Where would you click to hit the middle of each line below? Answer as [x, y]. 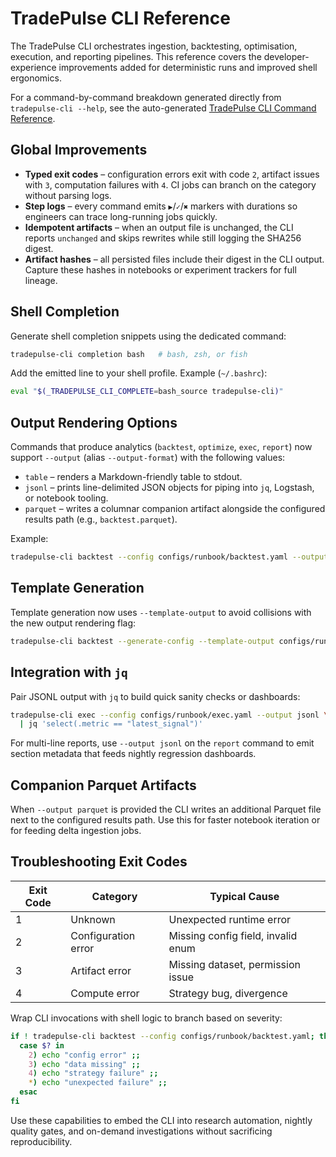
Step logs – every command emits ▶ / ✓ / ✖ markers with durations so [161, 206]
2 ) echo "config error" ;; [84, 1055]
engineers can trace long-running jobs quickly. [121, 216]
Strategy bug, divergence [228, 993]
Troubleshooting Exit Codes [99, 862]
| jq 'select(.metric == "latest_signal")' [111, 724]
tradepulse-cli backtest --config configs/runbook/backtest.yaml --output [169, 557]
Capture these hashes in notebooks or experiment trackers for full [160, 269]
